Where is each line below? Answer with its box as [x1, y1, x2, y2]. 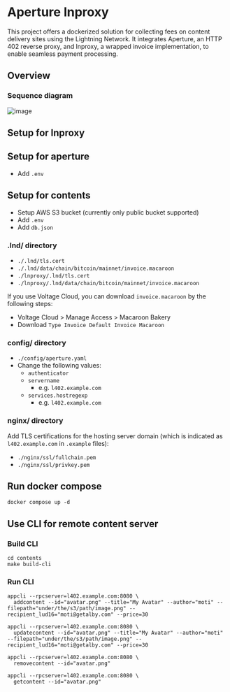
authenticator [27, 370, 69, 377]
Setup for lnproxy [7, 127, 85, 139]
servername [27, 377, 60, 384]
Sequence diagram [7, 91, 73, 101]
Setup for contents [7, 189, 91, 201]
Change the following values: [17, 361, 101, 370]
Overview [7, 70, 51, 82]
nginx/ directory [7, 416, 64, 426]
